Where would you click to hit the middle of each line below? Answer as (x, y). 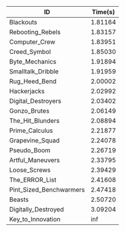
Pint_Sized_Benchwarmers (47, 189)
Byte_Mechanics (33, 62)
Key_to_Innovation (35, 219)
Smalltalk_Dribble (34, 71)
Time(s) (103, 12)
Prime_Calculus (31, 131)
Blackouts (23, 22)
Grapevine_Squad (35, 140)
